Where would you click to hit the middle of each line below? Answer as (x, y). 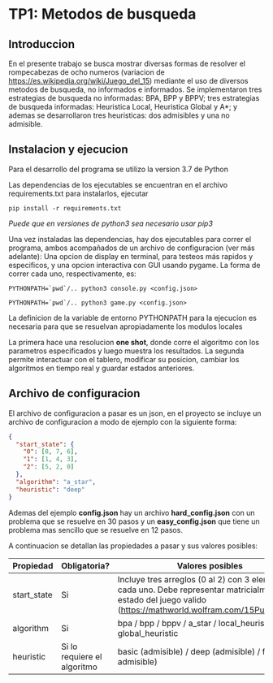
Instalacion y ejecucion (68, 150)
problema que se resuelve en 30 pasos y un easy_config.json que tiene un (134, 521)
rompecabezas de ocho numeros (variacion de (87, 72)
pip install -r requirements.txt (65, 208)
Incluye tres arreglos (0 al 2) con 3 (184, 579)
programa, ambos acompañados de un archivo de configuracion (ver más (132, 248)
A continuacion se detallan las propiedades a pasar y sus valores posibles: (133, 546)
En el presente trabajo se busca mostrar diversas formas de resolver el (127, 63)
